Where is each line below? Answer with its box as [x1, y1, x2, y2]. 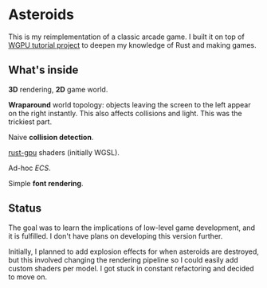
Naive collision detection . [8, 132, 94, 142]
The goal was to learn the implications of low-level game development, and [8, 223, 255, 232]
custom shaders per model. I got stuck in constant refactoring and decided [8, 263, 254, 273]
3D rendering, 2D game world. [8, 84, 108, 94]
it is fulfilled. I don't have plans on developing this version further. [8, 231, 223, 240]
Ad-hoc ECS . [8, 163, 51, 173]
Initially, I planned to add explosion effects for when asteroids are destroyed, [8, 247, 259, 256]
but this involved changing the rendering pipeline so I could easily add [8, 255, 239, 264]
